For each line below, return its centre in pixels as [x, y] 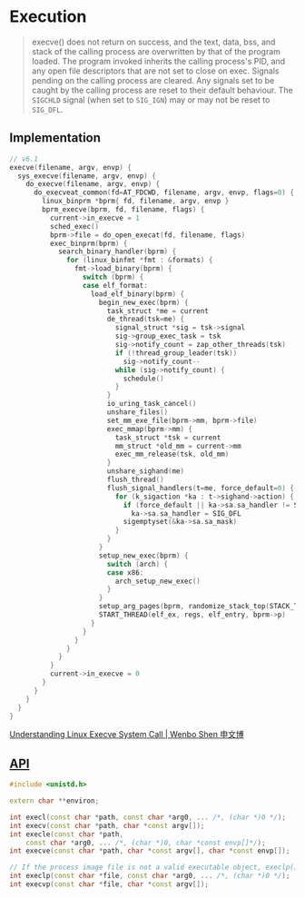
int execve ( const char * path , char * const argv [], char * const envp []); [150, 851]
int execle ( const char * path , [67, 834]
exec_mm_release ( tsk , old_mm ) [172, 454]
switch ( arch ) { [138, 564]
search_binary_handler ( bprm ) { [117, 252]
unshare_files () [138, 412]
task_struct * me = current [157, 311]
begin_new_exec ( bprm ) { [143, 302]
